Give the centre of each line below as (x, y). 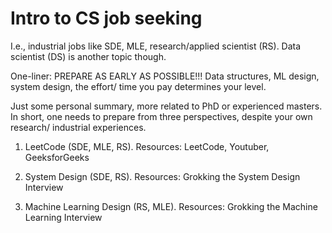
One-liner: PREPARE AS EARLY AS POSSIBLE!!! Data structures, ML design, (165, 76)
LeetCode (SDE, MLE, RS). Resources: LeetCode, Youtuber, (147, 146)
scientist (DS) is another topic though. (88, 56)
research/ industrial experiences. (78, 127)
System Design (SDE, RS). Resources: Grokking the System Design (162, 176)
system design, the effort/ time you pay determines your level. (138, 86)
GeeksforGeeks (57, 157)
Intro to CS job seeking (106, 18)
